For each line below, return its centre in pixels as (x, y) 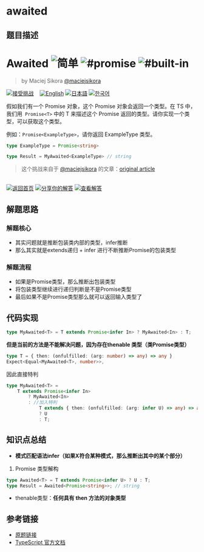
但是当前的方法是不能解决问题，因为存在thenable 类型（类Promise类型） (98, 344)
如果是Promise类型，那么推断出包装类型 (65, 282)
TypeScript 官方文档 (40, 542)
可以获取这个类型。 (41, 121)
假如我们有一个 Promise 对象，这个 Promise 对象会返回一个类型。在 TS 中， (101, 106)
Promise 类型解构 (37, 468)
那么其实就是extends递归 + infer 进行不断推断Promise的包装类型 (95, 250)
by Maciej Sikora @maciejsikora (61, 81)
